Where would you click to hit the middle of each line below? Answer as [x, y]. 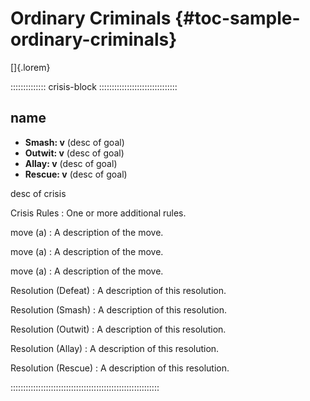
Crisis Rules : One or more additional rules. [98, 213]
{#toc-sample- [237, 18]
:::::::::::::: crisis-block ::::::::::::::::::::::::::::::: [94, 86]
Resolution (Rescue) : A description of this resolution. [120, 368]
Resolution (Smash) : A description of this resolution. [118, 309]
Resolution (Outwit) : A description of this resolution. [118, 329]
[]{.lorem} [30, 67]
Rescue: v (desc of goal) [76, 174]
